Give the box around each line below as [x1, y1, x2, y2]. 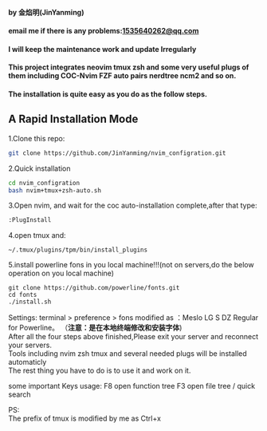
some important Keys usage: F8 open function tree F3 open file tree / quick [8, 382, 256, 391]
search [8, 389, 31, 399]
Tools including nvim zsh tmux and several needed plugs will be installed [8, 349, 247, 358]
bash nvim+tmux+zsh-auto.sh [8, 186, 102, 195]
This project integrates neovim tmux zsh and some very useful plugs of [8, 62, 249, 72]
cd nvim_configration [8, 179, 80, 187]
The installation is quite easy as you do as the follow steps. [8, 89, 207, 99]
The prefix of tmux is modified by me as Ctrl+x [8, 413, 162, 423]
